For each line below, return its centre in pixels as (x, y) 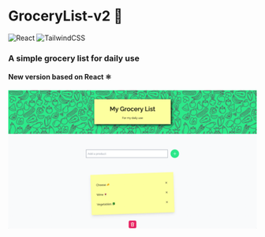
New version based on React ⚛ (60, 77)
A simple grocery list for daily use (74, 58)
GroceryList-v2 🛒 (66, 16)
